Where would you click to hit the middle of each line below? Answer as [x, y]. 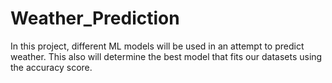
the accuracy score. [51, 67]
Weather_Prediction [95, 18]
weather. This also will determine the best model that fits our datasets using [166, 56]
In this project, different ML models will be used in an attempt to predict [157, 46]
